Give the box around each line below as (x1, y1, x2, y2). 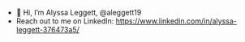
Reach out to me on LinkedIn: (15, 16, 114, 26)
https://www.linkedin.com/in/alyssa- (115, 16, 238, 26)
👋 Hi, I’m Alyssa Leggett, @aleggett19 (15, 8, 142, 17)
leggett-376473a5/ (15, 25, 80, 34)
